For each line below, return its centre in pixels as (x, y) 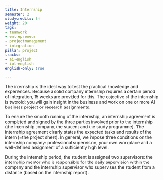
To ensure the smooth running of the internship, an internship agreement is (80, 117)
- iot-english (19, 64)
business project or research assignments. (48, 107)
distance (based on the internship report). (47, 172)
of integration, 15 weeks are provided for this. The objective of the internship (82, 97)
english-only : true (25, 69)
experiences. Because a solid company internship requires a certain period (80, 91)
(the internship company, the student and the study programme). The (75, 127)
